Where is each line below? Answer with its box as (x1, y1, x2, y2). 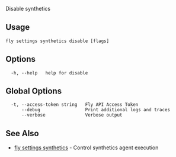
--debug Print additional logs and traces (21, 107, 170, 113)
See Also (5, 128, 39, 139)
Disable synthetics (5, 5, 51, 12)
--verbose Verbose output (21, 112, 123, 118)
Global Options (5, 86, 62, 96)
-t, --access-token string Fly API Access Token (11, 102, 139, 108)
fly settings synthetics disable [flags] (5, 38, 110, 44)
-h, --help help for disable (11, 70, 88, 76)
